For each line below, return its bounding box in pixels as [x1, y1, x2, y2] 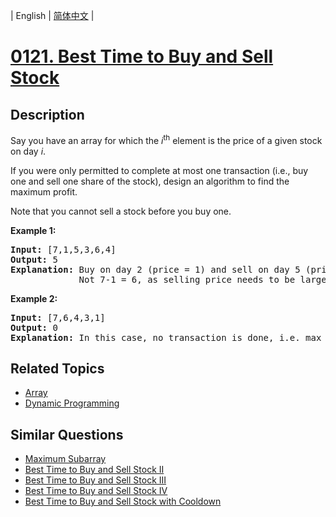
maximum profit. [10, 185, 78, 198]
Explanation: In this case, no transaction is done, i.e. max [10, 332, 322, 343]
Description [10, 106, 85, 123]
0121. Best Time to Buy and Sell [10, 45, 274, 68]
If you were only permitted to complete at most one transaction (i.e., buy [10, 164, 309, 176]
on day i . [10, 145, 47, 157]
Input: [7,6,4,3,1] [10, 312, 106, 323]
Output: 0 [10, 322, 58, 333]
